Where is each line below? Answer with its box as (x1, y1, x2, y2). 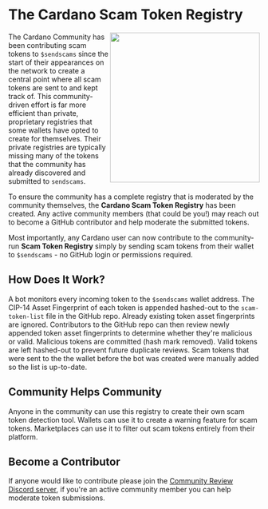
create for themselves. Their (8, 133, 101, 143)
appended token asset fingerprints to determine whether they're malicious (8, 328, 253, 337)
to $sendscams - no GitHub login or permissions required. (8, 249, 193, 259)
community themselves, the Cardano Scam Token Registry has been (8, 200, 236, 209)
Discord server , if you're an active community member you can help (8, 485, 231, 495)
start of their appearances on (8, 58, 104, 67)
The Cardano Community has (8, 32, 105, 42)
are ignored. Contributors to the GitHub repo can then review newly (8, 320, 230, 329)
